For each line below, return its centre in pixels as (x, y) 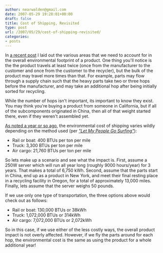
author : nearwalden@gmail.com (36, 9)
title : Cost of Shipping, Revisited (42, 23)
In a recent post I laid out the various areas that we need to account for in (79, 55)
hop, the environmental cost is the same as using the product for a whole (78, 240)
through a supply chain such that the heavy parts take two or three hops (77, 81)
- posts (13, 41)
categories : (17, 37)
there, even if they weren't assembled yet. (47, 116)
